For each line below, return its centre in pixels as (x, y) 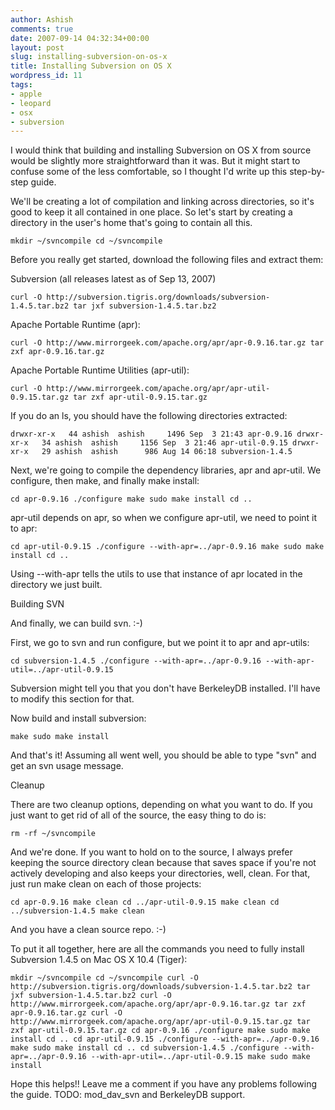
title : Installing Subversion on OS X (91, 66)
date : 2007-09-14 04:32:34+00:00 (80, 38)
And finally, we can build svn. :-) (76, 623)
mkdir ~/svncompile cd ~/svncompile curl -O (104, 978)
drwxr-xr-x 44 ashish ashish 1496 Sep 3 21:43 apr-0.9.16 (151, 434)
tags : (21, 85)
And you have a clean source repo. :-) (88, 930)
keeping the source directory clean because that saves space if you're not (163, 863)
